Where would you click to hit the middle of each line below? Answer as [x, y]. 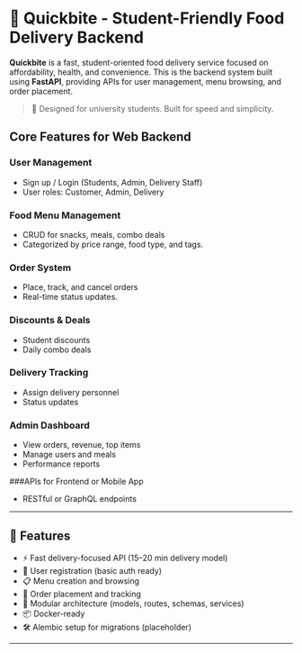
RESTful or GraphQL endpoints [80, 499]
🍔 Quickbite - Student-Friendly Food [147, 18]
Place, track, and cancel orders [80, 287]
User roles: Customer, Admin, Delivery [93, 192]
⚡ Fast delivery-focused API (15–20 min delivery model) [125, 558]
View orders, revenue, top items [81, 445]
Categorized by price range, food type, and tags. [113, 244]
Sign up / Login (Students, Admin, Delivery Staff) [112, 182]
